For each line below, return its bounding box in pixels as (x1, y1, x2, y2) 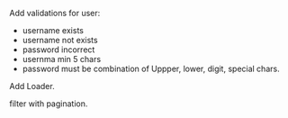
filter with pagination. (9, 98, 88, 109)
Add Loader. (9, 81, 56, 91)
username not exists (22, 35, 98, 45)
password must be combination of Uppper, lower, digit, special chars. (22, 63, 281, 74)
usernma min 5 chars (22, 54, 102, 64)
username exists (22, 25, 84, 35)
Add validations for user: (9, 8, 101, 18)
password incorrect (22, 44, 95, 55)
